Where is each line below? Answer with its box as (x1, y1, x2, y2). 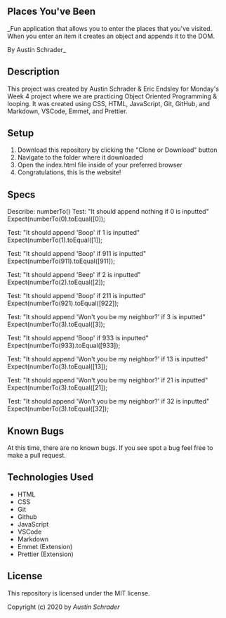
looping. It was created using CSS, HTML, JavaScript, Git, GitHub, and (7, 99, 211, 108)
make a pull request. (7, 451, 67, 460)
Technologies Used (7, 471, 93, 484)
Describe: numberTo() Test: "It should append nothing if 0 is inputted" (7, 207, 209, 216)
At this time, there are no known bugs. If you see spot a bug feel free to (7, 444, 213, 452)
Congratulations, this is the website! (17, 168, 121, 176)
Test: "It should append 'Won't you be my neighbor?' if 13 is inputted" (7, 355, 208, 363)
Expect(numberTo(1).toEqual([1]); (7, 236, 103, 245)
